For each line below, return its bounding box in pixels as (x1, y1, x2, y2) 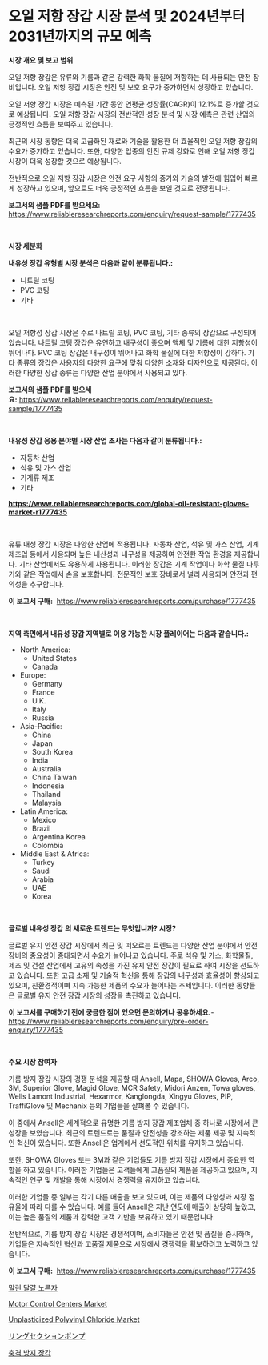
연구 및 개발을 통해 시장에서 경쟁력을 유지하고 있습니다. (29, 1175, 201, 1184)
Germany (31, 678, 62, 688)
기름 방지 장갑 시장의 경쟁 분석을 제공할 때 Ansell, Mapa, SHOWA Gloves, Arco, (8, 1074, 260, 1083)
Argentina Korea (31, 831, 86, 841)
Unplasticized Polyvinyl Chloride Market (8, 1314, 140, 1324)
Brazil (31, 823, 51, 833)
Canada (31, 662, 58, 671)
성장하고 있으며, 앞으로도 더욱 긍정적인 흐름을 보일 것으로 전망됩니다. (16, 183, 230, 193)
